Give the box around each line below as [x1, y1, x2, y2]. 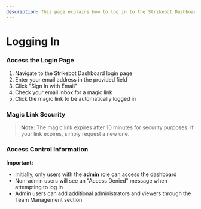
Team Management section [14, 196, 83, 203]
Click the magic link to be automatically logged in [14, 95, 136, 103]
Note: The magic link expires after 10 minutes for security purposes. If [20, 124, 194, 131]
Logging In [6, 34, 60, 48]
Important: [6, 159, 33, 166]
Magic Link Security [6, 111, 66, 119]
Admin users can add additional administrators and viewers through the [14, 190, 191, 197]
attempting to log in [14, 183, 63, 190]
